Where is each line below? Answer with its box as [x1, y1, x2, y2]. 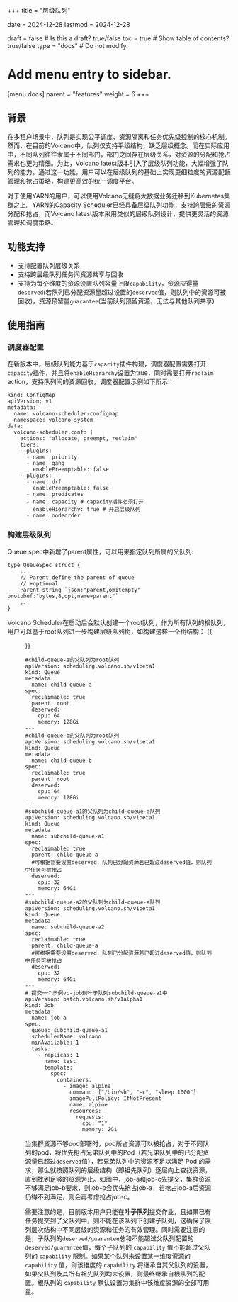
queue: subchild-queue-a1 [31, 1026, 108, 1033]
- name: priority [25, 454, 78, 461]
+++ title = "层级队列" [7, 6, 71, 14]
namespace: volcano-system [13, 417, 93, 424]
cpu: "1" [81, 1119, 108, 1127]
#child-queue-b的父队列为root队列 [25, 732, 120, 739]
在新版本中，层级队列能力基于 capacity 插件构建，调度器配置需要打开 [7, 360, 207, 369]
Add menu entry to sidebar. [7, 67, 172, 83]
